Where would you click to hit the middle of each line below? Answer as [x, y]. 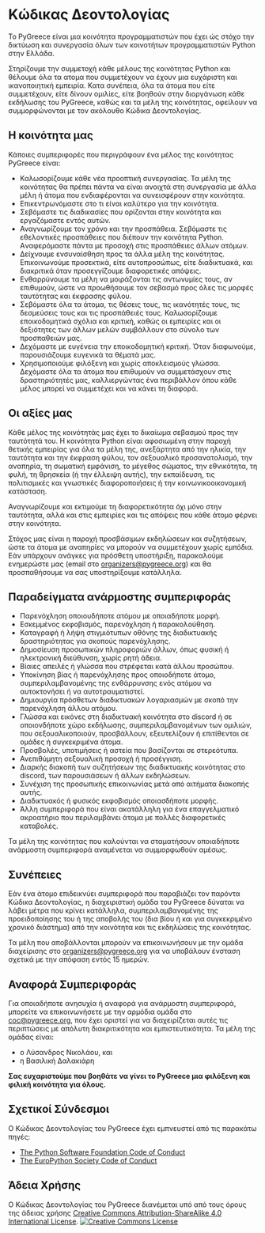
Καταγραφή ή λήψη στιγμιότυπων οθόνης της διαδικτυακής [118, 633]
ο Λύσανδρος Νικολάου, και [66, 1052]
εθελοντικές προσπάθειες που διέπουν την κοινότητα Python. [121, 237]
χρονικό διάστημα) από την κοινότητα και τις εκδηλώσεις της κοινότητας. [130, 928]
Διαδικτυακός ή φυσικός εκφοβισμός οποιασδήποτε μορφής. [119, 801]
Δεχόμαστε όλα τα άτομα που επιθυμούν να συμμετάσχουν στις [125, 371]
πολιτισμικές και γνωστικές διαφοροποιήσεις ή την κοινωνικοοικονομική [127, 482]
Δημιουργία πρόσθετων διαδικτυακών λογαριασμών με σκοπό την [129, 700]
